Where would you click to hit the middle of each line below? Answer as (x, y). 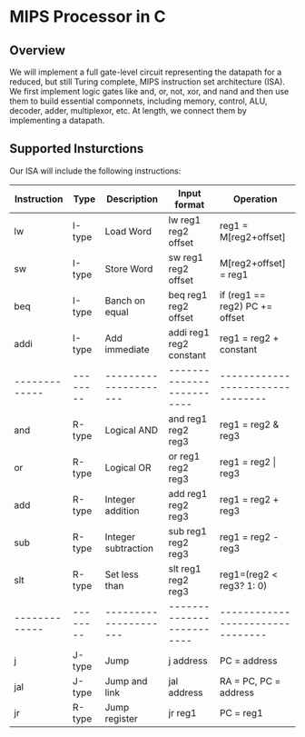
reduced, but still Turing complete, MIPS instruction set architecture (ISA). (148, 82)
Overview (38, 50)
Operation (255, 199)
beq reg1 (188, 294)
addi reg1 (189, 332)
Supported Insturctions (77, 149)
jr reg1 (182, 712)
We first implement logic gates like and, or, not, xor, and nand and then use (149, 91)
